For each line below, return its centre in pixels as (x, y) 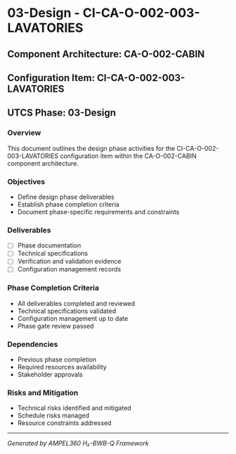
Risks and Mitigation (43, 393)
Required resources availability (62, 367)
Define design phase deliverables (66, 197)
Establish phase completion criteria (68, 204)
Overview (24, 133)
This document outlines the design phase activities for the (91, 148)
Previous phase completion (57, 360)
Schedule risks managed (53, 416)
